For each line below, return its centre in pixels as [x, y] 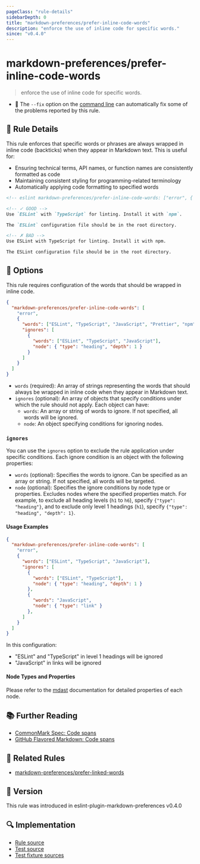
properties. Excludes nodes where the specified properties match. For [101, 494]
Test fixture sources [39, 855]
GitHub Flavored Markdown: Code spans [65, 739]
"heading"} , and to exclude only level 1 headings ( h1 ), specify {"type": [101, 507]
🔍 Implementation [41, 825]
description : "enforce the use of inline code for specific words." [93, 28]
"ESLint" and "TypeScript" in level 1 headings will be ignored [89, 656]
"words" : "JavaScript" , [62, 600]
